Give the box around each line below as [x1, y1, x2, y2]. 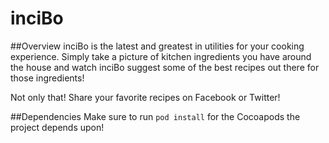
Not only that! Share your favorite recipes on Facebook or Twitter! [10, 91, 281, 103]
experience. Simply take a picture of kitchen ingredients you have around [10, 50, 312, 62]
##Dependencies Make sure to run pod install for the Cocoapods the [10, 110, 301, 122]
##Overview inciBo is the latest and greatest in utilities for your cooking [10, 40, 305, 52]
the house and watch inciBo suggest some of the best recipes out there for [10, 61, 320, 73]
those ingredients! [10, 72, 85, 84]
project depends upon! [10, 121, 105, 133]
